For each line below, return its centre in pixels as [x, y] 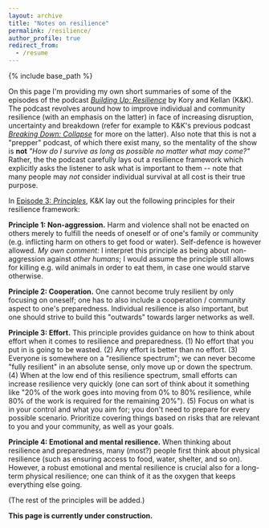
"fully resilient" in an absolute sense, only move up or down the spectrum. [130, 367]
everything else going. [45, 485]
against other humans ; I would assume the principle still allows [151, 259]
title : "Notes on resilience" [59, 23]
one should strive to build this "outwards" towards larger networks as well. [132, 317]
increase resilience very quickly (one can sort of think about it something [129, 384]
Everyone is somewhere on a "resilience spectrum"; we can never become [132, 358]
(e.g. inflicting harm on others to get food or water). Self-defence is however [135, 242]
